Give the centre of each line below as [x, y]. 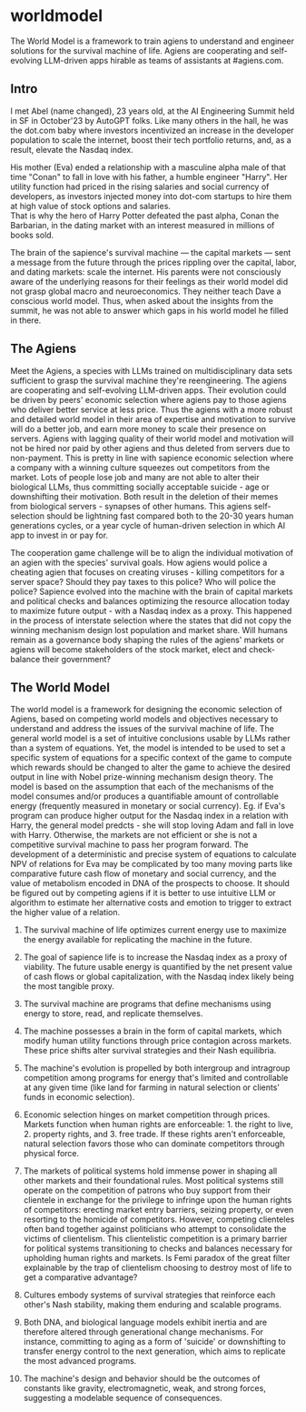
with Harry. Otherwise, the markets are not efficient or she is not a [134, 835]
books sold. [32, 235]
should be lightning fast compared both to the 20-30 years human [170, 516]
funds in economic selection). [79, 1097]
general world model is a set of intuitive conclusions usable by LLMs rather [151, 739]
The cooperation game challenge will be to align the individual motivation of [152, 552]
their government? [77, 659]
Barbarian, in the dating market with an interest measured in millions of [143, 225]
